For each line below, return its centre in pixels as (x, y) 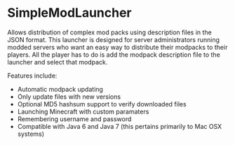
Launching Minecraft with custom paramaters (83, 111)
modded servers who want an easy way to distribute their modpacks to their (117, 47)
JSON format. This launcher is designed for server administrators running (113, 39)
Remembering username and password (74, 119)
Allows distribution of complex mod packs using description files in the (109, 32)
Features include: (32, 76)
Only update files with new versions (69, 97)
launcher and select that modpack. (58, 62)
